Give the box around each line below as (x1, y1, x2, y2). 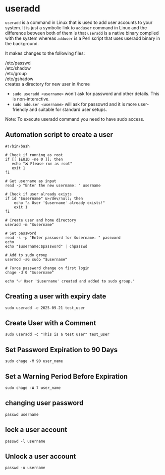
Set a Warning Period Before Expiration (5, 372, 128, 380)
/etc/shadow (5, 65, 31, 71)
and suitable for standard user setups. (29, 106, 108, 112)
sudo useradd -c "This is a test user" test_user (5, 332, 110, 337)
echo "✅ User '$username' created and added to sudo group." (5, 279, 135, 284)
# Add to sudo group (5, 252, 48, 258)
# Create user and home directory (5, 217, 77, 223)
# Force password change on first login (5, 266, 90, 271)
